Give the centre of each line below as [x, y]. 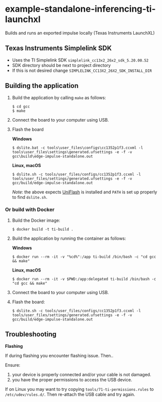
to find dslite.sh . [30, 197]
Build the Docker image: [36, 220]
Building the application [42, 86]
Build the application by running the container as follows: [69, 238]
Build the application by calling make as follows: [59, 97]
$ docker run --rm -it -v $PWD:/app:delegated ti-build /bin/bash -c [84, 279]
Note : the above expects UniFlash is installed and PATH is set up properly [84, 192]
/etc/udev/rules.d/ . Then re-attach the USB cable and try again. [70, 394]
